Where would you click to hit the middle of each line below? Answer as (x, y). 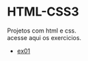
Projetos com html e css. (42, 30)
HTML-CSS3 (43, 12)
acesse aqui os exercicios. (44, 37)
